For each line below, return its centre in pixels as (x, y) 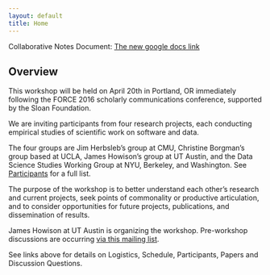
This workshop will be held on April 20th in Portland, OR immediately (122, 91)
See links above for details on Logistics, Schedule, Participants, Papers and (133, 255)
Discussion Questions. (46, 264)
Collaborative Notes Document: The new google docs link (104, 46)
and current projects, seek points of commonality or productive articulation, (134, 198)
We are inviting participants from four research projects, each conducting (130, 124)
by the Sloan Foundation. (50, 108)
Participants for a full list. (50, 173)
